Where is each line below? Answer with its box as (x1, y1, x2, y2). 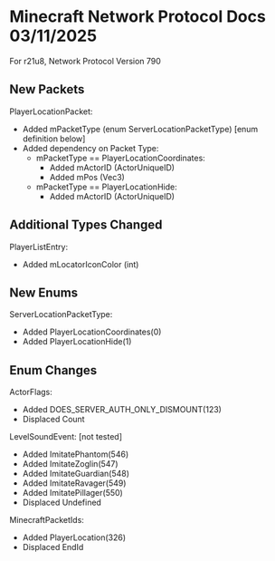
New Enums (9, 285, 79, 300)
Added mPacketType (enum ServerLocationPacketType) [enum (22, 123, 259, 134)
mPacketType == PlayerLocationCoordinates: (35, 152, 205, 163)
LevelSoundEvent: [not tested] (9, 431, 123, 442)
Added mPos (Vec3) (49, 171, 125, 182)
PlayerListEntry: (9, 241, 69, 252)
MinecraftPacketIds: (9, 515, 84, 526)
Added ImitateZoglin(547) (22, 459, 119, 469)
